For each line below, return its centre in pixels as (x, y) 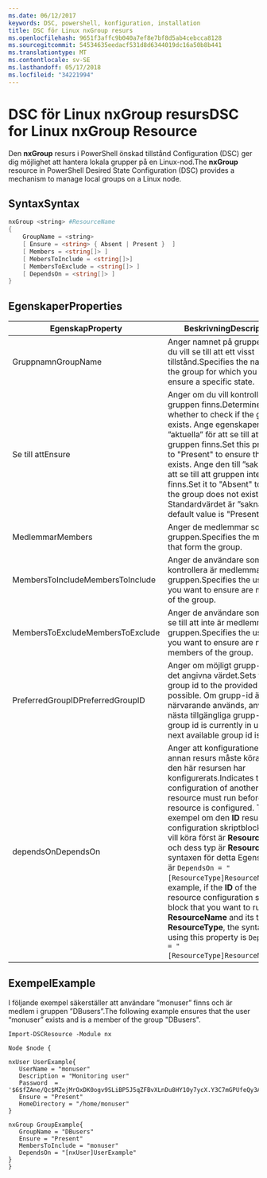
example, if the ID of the (212, 887)
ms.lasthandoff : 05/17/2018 (55, 68)
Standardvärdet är (201, 504)
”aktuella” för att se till (208, 435)
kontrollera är (192, 570)
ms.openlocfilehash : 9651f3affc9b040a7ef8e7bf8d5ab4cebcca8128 (115, 38)
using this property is (207, 937)
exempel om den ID (203, 818)
